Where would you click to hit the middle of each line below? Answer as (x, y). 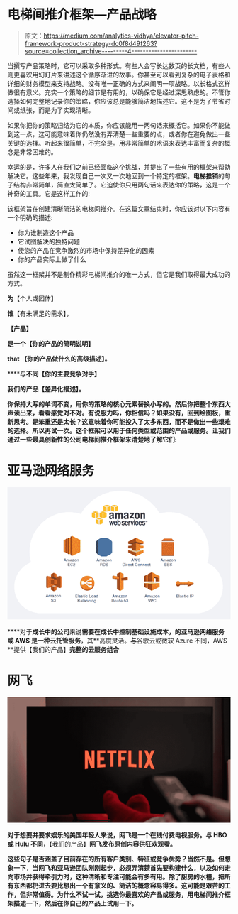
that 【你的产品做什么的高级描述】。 (59, 359)
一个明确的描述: (30, 217)
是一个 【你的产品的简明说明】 (51, 343)
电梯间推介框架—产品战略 (82, 15)
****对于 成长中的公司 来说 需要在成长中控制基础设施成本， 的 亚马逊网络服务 (116, 631)
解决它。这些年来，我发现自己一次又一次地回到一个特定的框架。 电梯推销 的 (116, 175)
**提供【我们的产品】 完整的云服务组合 (63, 649)
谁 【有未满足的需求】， (40, 313)
